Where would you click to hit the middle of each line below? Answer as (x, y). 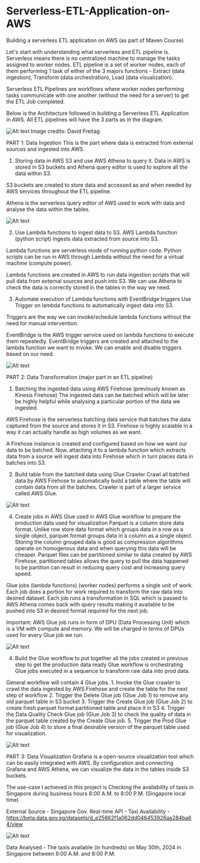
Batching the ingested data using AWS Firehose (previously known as (100, 388)
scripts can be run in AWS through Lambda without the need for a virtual (95, 257)
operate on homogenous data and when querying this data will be (96, 548)
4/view (15, 824)
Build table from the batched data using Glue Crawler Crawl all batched (102, 474)
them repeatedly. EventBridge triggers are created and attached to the (92, 341)
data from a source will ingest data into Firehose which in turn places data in (100, 456)
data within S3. (33, 173)
